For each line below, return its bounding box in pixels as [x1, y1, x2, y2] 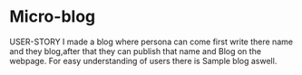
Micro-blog [9, 6, 96, 27]
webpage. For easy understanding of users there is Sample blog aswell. [9, 55, 278, 66]
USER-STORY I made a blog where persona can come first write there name [9, 36, 293, 47]
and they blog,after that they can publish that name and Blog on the [9, 45, 261, 56]
